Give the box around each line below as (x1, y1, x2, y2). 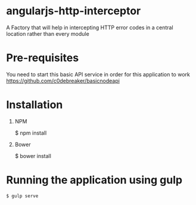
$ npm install (14, 129, 47, 136)
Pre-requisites (6, 51, 79, 65)
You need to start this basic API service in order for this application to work (6, 70, 191, 78)
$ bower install (14, 152, 52, 159)
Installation (6, 98, 63, 111)
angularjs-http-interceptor (6, 4, 141, 18)
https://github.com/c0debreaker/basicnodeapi (6, 77, 120, 84)
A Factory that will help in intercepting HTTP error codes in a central (6, 24, 174, 31)
